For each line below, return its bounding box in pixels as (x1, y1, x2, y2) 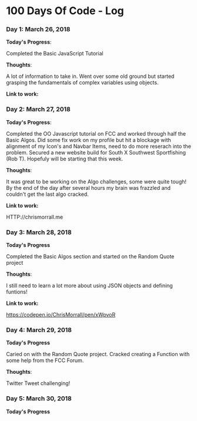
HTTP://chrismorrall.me (6, 213, 64, 221)
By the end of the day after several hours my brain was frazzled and (6, 184, 171, 191)
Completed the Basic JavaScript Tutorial (6, 50, 104, 57)
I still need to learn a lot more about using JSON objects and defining (6, 282, 173, 290)
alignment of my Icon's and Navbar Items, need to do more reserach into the (6, 143, 191, 150)
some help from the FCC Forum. (6, 357, 84, 364)
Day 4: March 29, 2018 (6, 326, 72, 334)
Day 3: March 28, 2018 (6, 228, 72, 236)
